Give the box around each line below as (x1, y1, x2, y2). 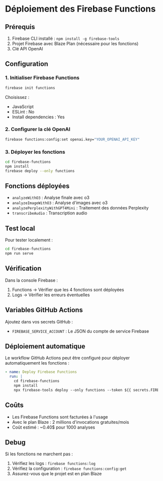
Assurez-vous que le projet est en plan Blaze (12, 471, 102, 477)
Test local (5, 224, 35, 232)
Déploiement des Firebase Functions (5, 3, 156, 15)
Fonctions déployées (5, 182, 70, 190)
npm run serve (5, 251, 34, 256)
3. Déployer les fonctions (5, 148, 65, 155)
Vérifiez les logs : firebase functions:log (12, 461, 96, 466)
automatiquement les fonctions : (5, 360, 69, 366)
